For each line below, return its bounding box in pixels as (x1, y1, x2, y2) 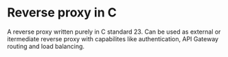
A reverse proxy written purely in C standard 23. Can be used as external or (7, 27, 221, 36)
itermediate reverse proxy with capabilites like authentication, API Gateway (7, 34, 218, 43)
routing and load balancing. (7, 42, 84, 50)
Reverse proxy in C (7, 5, 117, 21)
